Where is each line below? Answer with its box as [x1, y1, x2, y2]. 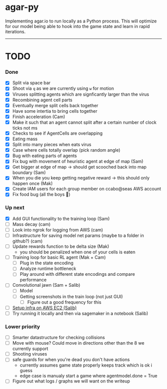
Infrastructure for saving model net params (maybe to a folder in [12, 232, 144, 238]
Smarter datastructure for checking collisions [12, 335, 105, 341]
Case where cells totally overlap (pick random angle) [12, 147, 121, 153]
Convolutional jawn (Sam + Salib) [12, 282, 81, 288]
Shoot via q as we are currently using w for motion [12, 85, 114, 91]
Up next [5, 204, 25, 211]
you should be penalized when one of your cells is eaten [19, 249, 136, 255]
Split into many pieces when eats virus [12, 142, 91, 148]
